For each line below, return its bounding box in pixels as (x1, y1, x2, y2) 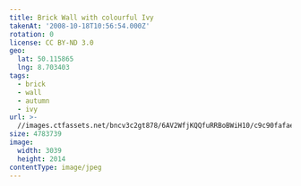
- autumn (17, 96, 50, 106)
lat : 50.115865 (17, 55, 74, 63)
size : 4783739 (9, 130, 63, 139)
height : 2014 (17, 154, 66, 164)
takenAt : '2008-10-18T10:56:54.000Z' (9, 21, 150, 30)
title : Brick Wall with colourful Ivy (9, 13, 154, 22)
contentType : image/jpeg (9, 163, 102, 172)
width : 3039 (17, 146, 63, 155)
